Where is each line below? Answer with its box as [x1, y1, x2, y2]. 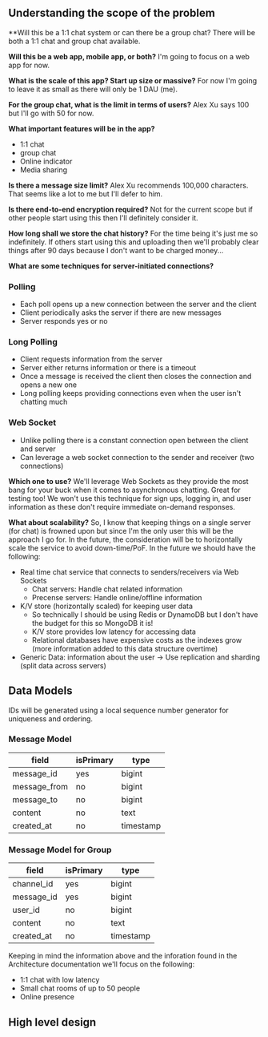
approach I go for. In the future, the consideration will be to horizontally [8, 535, 242, 544]
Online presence [19, 992, 74, 1002]
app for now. [8, 60, 50, 70]
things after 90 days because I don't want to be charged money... [8, 245, 224, 255]
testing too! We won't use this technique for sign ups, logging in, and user [8, 493, 252, 503]
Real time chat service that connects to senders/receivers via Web [19, 567, 239, 576]
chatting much [19, 397, 68, 407]
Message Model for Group [8, 844, 112, 855]
